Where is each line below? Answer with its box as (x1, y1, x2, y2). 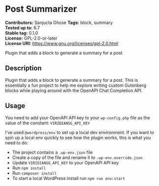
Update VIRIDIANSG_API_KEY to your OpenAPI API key (12, 160, 119, 165)
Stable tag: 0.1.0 (5, 30, 38, 36)
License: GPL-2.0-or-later (5, 35, 58, 41)
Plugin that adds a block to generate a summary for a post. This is (5, 77, 138, 83)
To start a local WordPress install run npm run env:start (12, 175, 125, 181)
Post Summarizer (5, 3, 77, 15)
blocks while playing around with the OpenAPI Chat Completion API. (5, 87, 143, 93)
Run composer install (12, 170, 57, 176)
